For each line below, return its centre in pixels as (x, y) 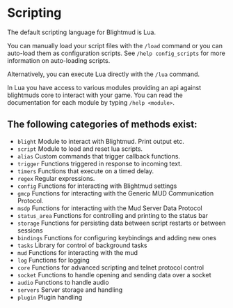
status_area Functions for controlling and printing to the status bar (113, 215)
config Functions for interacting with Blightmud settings (97, 186)
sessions (30, 230)
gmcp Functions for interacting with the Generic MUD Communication (115, 193)
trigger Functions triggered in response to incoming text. (99, 163)
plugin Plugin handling (50, 297)
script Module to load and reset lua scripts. (80, 149)
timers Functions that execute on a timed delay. (86, 171)
